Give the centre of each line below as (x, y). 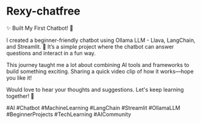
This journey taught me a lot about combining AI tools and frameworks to (98, 64)
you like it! (19, 78)
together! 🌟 (20, 96)
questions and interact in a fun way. (51, 53)
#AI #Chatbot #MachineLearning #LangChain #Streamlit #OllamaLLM (93, 108)
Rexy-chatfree (43, 11)
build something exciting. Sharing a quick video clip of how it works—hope (100, 71)
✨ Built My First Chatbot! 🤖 (40, 28)
